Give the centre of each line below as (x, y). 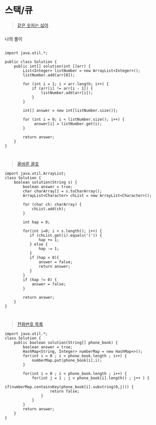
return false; (65, 392)
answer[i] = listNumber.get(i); (68, 124)
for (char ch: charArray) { (52, 205)
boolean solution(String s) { (46, 183)
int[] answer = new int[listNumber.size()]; (70, 110)
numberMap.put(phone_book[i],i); (67, 360)
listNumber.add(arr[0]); (49, 75)
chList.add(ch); (49, 209)
